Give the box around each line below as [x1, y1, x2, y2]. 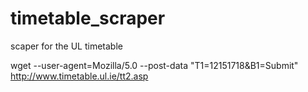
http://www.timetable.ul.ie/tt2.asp [10, 70, 149, 82]
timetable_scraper [10, 7, 166, 30]
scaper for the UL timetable [10, 40, 123, 52]
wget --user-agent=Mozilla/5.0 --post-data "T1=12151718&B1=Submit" [10, 59, 299, 71]
